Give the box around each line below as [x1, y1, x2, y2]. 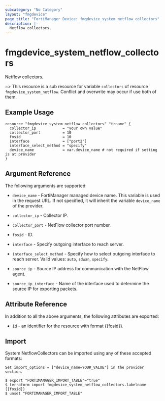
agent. [12, 271, 26, 277]
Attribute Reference [5, 300, 67, 308]
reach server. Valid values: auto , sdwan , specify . [12, 256, 109, 262]
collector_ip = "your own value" [9, 126, 102, 131]
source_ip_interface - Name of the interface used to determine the [12, 280, 149, 286]
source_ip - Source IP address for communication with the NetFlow [12, 265, 149, 271]
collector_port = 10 [9, 130, 71, 135]
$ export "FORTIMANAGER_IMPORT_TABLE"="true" [5, 378, 100, 383]
